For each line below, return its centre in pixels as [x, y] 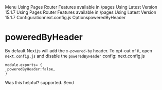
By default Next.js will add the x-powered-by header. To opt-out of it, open [79, 50]
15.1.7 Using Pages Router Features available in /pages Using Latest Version [81, 12]
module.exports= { [24, 65]
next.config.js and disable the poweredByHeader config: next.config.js [75, 56]
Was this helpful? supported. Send [40, 82]
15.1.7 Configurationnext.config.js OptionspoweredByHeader [65, 17]
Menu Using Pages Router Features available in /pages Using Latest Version [81, 7]
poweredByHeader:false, [31, 69]
